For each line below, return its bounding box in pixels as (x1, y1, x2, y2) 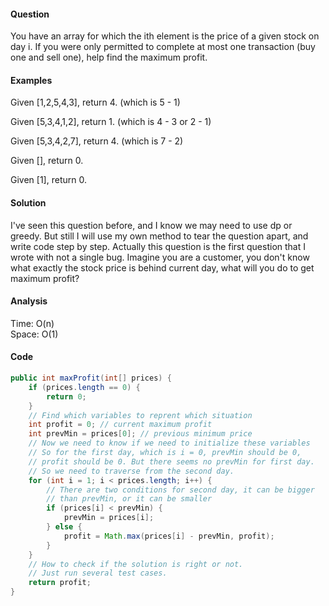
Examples (10, 74, 53, 86)
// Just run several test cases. (28, 568, 168, 579)
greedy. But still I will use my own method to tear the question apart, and (10, 230, 309, 242)
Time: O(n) (10, 317, 55, 329)
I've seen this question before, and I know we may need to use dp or (10, 219, 293, 231)
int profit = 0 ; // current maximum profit (28, 420, 213, 430)
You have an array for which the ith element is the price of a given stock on (10, 30, 320, 42)
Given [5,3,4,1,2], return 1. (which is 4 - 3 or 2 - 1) (10, 116, 212, 128)
